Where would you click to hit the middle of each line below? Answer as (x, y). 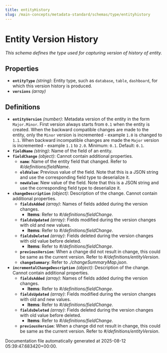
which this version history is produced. (52, 86)
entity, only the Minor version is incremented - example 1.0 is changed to (87, 135)
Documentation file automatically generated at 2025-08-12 (66, 341)
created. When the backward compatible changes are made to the (80, 130)
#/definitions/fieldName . (45, 167)
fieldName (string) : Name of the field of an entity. (63, 151)
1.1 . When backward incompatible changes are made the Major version (86, 140)
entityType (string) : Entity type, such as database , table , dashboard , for (85, 81)
